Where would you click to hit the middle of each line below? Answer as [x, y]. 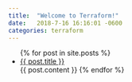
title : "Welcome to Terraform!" [64, 16]
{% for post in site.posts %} [65, 53]
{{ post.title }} [42, 61]
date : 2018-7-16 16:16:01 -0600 [66, 23]
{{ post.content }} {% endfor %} [72, 70]
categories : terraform [46, 30]
